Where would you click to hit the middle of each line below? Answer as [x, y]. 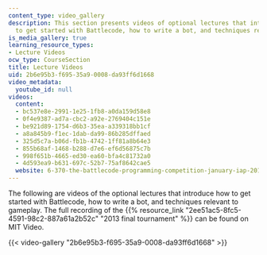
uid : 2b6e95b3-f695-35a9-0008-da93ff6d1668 [81, 75]
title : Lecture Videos [46, 68]
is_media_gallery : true [48, 38]
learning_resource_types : [51, 45]
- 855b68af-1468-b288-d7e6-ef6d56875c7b [83, 149]
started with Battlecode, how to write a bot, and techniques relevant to [123, 202]
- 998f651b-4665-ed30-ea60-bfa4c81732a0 [83, 156]
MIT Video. [26, 227]
